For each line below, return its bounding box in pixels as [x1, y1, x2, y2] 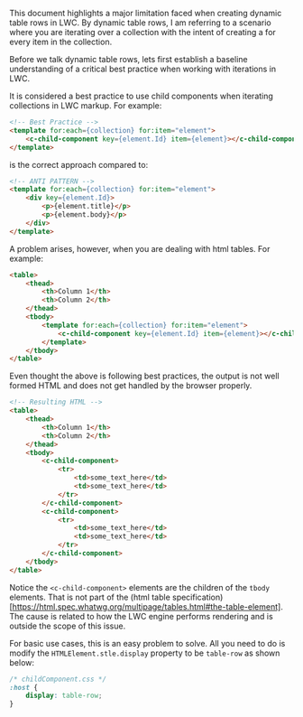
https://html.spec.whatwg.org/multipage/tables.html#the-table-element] [12, 601, 281, 612]
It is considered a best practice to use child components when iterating [9, 90, 273, 101]
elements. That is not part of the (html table [9, 591, 171, 602]
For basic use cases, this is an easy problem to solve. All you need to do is [9, 638, 286, 648]
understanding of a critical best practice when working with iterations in [9, 63, 277, 74]
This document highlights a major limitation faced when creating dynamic [9, 8, 282, 18]
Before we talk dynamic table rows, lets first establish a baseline [9, 54, 248, 64]
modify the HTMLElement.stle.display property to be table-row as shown [9, 647, 280, 658]
